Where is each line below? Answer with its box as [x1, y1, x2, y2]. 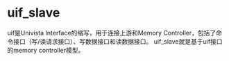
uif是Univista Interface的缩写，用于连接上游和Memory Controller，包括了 [7, 28, 217, 37]
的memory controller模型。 [7, 46, 85, 54]
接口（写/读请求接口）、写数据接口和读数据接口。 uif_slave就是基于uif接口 [12, 37, 223, 46]
